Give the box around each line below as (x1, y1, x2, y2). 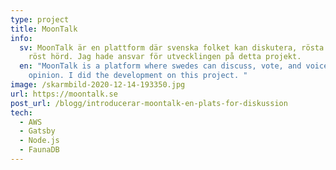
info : (10, 33, 33, 43)
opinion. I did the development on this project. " (28, 71, 248, 81)
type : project (10, 14, 70, 25)
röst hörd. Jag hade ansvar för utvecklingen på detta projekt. (28, 52, 302, 62)
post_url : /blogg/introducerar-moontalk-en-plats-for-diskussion (10, 98, 288, 108)
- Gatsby (19, 126, 56, 136)
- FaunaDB (19, 145, 60, 155)
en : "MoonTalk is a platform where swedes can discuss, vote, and (19, 61, 302, 71)
